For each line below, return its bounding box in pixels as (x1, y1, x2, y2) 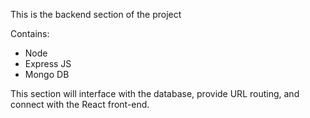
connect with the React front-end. (10, 99, 150, 110)
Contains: (10, 28, 50, 39)
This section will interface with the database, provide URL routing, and (10, 88, 300, 99)
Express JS (24, 58, 72, 69)
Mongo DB (24, 69, 70, 80)
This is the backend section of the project (10, 9, 182, 20)
